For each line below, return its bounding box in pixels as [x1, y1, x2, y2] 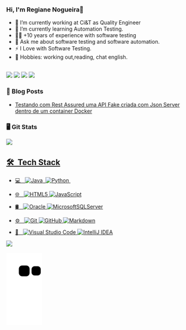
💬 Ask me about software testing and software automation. [14, 38, 160, 46]
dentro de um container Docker [14, 107, 93, 115]
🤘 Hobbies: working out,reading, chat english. [14, 53, 128, 61]
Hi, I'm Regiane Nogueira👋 [6, 5, 84, 14]
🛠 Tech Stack [6, 157, 61, 167]
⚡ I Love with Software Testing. [14, 45, 92, 52]
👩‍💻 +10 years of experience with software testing [14, 32, 136, 39]
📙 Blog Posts [6, 87, 44, 95]
